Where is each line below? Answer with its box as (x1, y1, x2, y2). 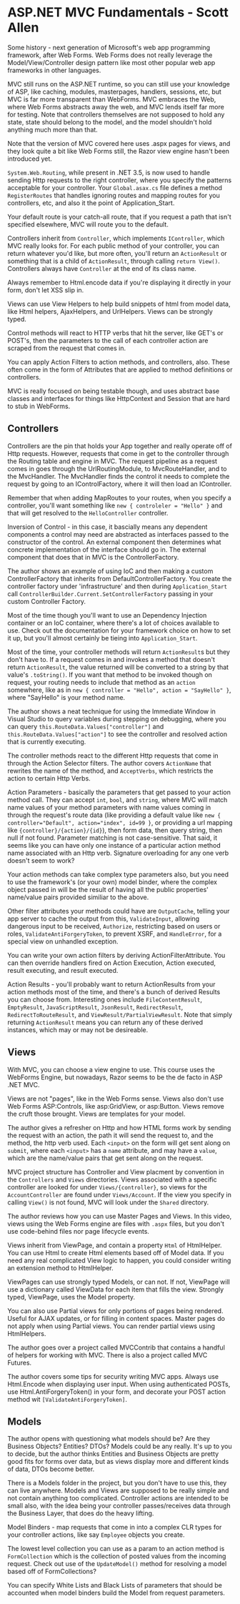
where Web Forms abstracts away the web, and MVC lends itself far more (7, 102, 225, 111)
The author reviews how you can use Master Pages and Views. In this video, (7, 1212, 232, 1220)
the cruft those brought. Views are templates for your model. (7, 1109, 186, 1118)
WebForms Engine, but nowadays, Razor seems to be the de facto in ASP (7, 1073, 223, 1081)
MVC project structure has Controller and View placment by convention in (7, 1167, 224, 1176)
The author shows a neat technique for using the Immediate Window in (7, 707, 216, 716)
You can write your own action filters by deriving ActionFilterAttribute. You (7, 951, 226, 959)
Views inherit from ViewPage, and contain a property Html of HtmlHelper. (7, 1241, 223, 1249)
